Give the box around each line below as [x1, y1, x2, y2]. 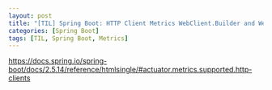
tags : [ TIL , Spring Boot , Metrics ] [8, 34, 129, 43]
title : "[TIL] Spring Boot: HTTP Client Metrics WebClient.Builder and [8, 19, 255, 27]
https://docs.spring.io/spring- [8, 56, 108, 66]
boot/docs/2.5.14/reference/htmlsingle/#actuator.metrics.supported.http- [8, 65, 253, 75]
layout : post [8, 11, 53, 20]
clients [8, 73, 31, 83]
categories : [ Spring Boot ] [8, 27, 100, 35]
